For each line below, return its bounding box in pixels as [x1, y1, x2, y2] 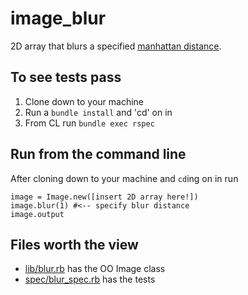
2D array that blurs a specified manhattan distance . [10, 40, 222, 52]
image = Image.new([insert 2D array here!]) [10, 192, 199, 202]
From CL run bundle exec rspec [24, 117, 155, 129]
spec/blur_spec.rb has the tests [24, 273, 156, 286]
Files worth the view [10, 236, 139, 253]
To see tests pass [10, 69, 122, 86]
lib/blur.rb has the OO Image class [24, 263, 166, 275]
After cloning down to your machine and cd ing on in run [10, 172, 239, 184]
